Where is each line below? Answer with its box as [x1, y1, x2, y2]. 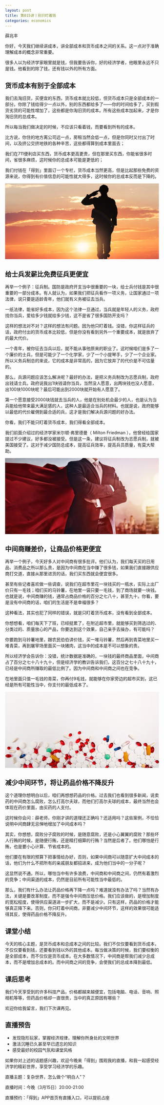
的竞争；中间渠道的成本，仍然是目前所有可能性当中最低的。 [5, 876, 125, 882]
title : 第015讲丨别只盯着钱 [5, 13, 56, 18]
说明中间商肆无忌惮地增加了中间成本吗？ [5, 821, 86, 827]
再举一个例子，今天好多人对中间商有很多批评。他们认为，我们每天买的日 [5, 559, 150, 564]
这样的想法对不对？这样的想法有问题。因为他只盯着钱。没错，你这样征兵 [5, 323, 150, 329]
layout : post [5, 8, 32, 13]
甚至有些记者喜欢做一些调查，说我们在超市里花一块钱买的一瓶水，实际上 [5, 581, 150, 587]
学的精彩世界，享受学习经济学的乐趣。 [9, 1063, 86, 1069]
